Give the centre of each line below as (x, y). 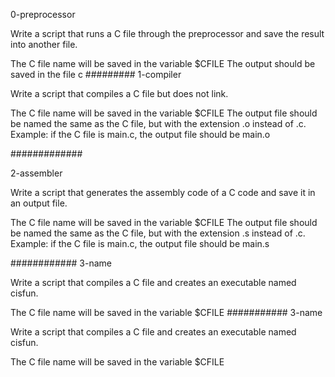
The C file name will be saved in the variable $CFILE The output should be (163, 63)
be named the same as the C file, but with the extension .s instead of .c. (158, 233)
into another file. (44, 44)
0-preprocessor (43, 14)
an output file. (39, 203)
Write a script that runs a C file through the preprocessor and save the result (167, 33)
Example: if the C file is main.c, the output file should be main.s (140, 243)
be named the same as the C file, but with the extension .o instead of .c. (158, 123)
